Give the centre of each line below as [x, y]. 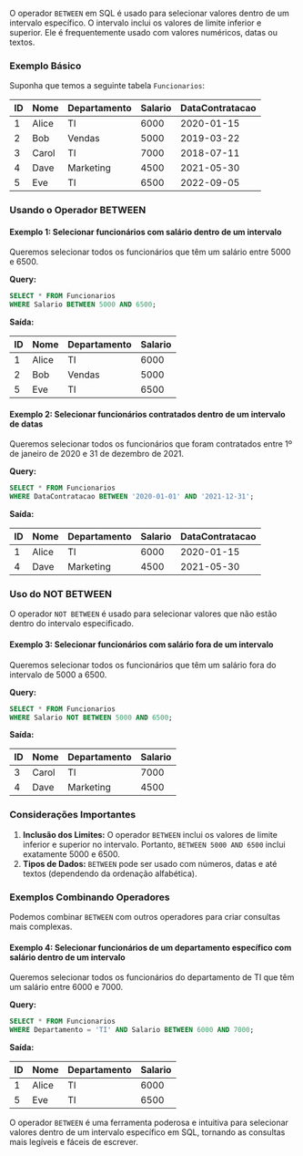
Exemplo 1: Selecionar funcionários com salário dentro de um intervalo [146, 232]
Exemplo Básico [45, 66]
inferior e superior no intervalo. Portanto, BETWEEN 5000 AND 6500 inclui [154, 844]
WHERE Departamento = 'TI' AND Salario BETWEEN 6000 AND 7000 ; [132, 1030]
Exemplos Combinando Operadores [90, 897]
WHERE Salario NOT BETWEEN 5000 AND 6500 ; [91, 717]
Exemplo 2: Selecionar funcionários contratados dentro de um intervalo [147, 414]
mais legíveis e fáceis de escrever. [74, 1141]
